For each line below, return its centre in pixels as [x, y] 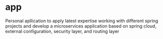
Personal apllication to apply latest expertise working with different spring [82, 21]
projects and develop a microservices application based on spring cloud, [81, 26]
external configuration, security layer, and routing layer [62, 31]
